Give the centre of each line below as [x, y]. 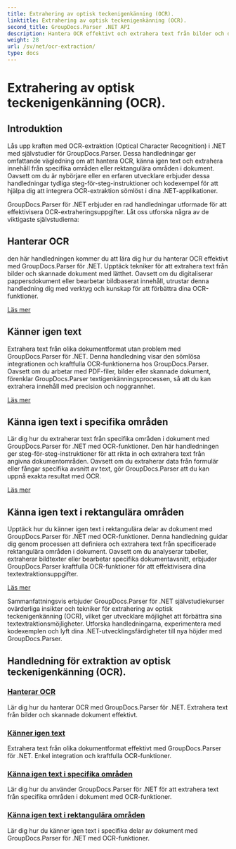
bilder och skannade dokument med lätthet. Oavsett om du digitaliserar [110, 273]
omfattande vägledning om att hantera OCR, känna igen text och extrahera [115, 161]
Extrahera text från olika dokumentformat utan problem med [94, 349]
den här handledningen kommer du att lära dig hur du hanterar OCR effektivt [118, 259]
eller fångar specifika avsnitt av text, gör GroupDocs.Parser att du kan [108, 469]
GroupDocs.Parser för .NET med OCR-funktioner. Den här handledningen [113, 446]
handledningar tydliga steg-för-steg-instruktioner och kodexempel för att [113, 183]
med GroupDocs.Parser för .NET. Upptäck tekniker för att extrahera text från [118, 266]
